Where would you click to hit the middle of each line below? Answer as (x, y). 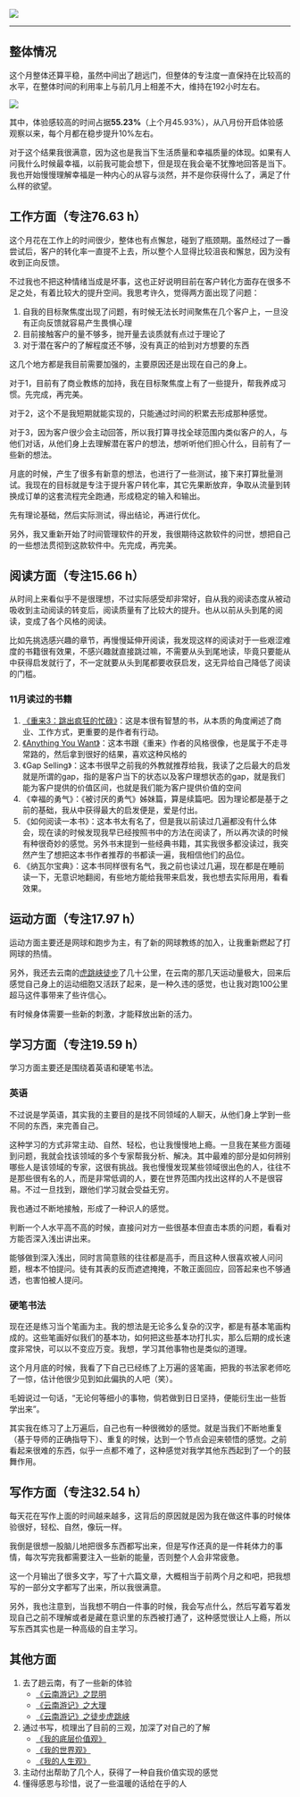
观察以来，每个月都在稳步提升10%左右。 (84, 133)
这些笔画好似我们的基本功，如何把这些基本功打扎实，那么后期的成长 (158, 1337)
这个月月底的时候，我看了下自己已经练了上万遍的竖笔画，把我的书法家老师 (146, 1367)
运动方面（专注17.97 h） (75, 920)
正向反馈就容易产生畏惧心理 (81, 323)
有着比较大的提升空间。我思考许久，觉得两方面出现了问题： (150, 292)
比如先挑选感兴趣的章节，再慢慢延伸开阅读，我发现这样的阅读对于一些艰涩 (146, 640)
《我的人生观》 (63, 1760)
